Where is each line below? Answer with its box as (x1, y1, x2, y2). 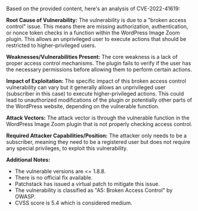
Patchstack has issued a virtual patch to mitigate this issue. (14, 181, 160, 187)
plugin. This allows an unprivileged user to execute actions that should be (6, 36, 187, 42)
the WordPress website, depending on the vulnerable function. (6, 103, 159, 109)
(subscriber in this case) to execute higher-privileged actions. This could (6, 90, 184, 97)
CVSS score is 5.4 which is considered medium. (14, 199, 133, 206)
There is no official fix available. (14, 174, 93, 181)
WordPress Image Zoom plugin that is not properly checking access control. (6, 121, 193, 127)
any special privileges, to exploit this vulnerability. (6, 145, 128, 152)
